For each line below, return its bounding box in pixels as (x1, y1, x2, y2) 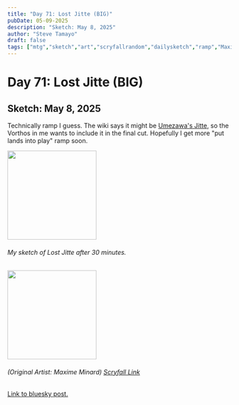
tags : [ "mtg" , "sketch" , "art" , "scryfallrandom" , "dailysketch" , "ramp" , (7, 43, 218, 51)
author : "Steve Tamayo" (7, 30, 78, 38)
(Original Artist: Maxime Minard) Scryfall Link (7, 367, 140, 376)
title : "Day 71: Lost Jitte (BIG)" (7, 10, 113, 18)
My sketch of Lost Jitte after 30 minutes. (7, 248, 127, 256)
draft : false (7, 37, 46, 44)
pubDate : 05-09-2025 (7, 17, 69, 24)
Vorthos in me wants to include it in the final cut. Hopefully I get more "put (7, 129, 225, 137)
